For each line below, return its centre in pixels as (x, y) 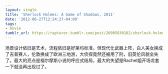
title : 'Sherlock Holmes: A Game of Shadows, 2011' (60, 14)
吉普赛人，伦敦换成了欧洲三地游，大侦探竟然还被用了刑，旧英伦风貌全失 (84, 54)
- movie (13, 28)
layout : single (21, 10)
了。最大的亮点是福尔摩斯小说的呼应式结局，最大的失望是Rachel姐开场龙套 (82, 60)
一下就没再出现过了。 (27, 66)
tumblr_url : (17, 33)
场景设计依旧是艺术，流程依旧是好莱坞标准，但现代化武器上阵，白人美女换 (82, 48)
